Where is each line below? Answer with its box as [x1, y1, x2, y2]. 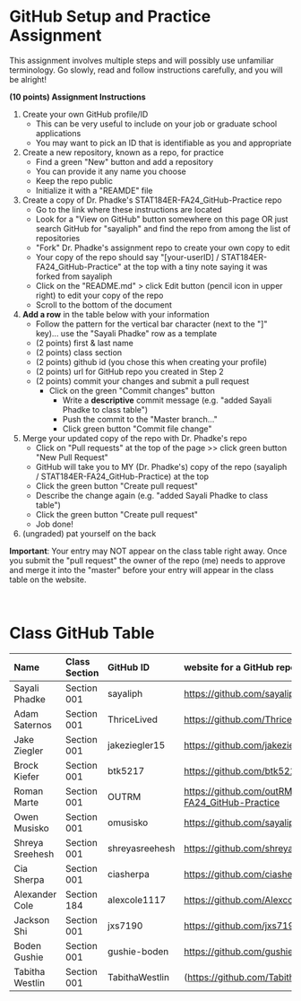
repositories [35, 232, 81, 243]
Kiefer [13, 770, 40, 782]
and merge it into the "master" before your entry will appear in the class [9, 564, 274, 575]
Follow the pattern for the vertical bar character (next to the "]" [35, 318, 268, 329]
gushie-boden [107, 944, 169, 957]
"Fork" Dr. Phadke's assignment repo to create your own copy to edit [35, 242, 290, 253]
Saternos [13, 718, 52, 731]
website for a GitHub [183, 661, 275, 674]
